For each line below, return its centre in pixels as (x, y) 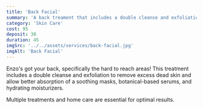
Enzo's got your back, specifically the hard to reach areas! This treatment (98, 68)
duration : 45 (23, 40)
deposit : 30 (21, 35)
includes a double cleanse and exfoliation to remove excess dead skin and (99, 75)
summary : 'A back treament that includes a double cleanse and (88, 18)
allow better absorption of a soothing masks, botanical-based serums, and (99, 81)
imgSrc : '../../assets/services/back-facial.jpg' (70, 46)
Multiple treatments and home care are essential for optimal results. (90, 99)
